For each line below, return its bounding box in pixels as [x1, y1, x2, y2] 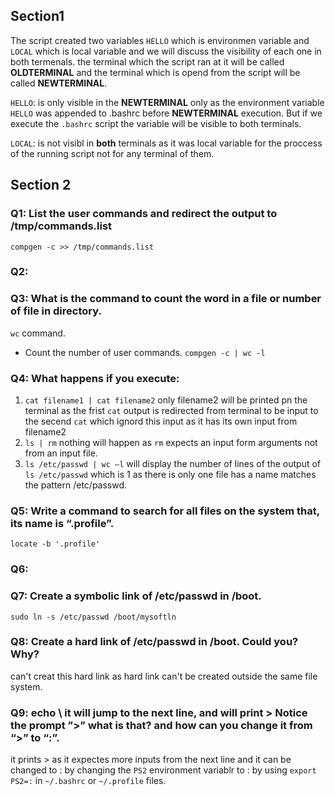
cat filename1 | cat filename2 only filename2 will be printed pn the [24, 394, 308, 406]
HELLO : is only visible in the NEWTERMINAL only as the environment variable [10, 96, 325, 108]
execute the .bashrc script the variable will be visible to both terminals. [10, 117, 302, 129]
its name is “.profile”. [10, 516, 115, 530]
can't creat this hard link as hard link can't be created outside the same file [10, 670, 318, 682]
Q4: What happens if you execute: [10, 371, 180, 385]
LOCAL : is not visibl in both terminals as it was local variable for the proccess [10, 137, 323, 149]
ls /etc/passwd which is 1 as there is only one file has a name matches [24, 469, 317, 481]
